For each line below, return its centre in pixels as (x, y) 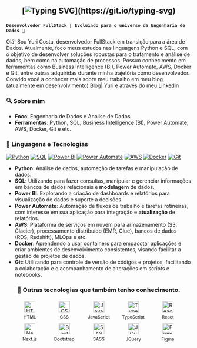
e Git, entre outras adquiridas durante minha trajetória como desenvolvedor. (98, 73)
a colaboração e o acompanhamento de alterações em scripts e (92, 268)
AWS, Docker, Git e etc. (43, 129)
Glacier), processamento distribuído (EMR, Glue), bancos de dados (96, 231)
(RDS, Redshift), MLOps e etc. (51, 237)
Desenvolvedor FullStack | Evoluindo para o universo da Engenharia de (96, 26)
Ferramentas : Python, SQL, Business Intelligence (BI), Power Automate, (101, 122)
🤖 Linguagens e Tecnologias (47, 144)
